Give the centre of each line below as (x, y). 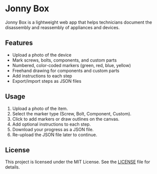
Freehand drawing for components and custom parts (66, 70)
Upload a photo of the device (42, 55)
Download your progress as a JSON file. (53, 129)
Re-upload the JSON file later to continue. (55, 135)
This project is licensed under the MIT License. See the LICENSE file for (78, 162)
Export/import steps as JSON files (47, 81)
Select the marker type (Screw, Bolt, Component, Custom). (72, 113)
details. (13, 167)
